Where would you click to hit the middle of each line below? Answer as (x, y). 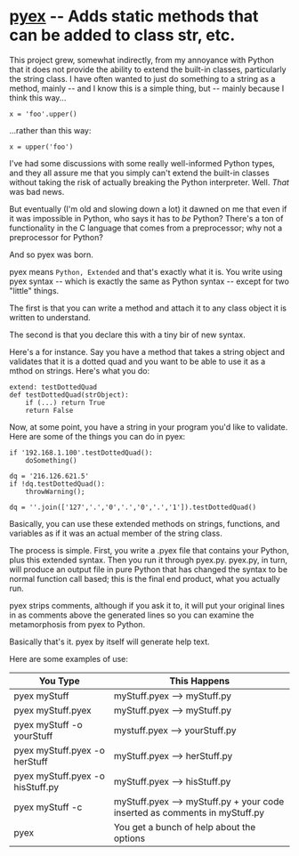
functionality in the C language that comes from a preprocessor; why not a (146, 228)
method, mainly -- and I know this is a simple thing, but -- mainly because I (147, 88)
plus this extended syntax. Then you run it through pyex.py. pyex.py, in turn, (148, 560)
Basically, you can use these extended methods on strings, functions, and (145, 523)
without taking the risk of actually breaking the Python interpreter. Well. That (149, 182)
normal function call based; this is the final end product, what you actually (145, 578)
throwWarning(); (56, 491)
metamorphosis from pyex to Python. (77, 624)
